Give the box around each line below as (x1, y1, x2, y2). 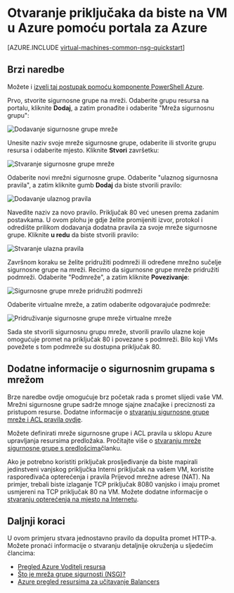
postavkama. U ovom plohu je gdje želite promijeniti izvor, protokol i (7, 215, 203, 224)
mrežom (7, 374, 44, 386)
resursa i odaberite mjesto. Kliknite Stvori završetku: (7, 146, 160, 154)
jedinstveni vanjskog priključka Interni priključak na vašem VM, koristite (7, 465, 214, 473)
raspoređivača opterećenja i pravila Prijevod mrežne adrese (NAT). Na (7, 472, 211, 481)
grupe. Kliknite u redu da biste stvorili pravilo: (7, 231, 139, 239)
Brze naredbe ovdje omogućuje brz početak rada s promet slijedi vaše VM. (7, 393, 223, 401)
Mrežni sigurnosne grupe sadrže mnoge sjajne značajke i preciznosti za (7, 400, 216, 408)
